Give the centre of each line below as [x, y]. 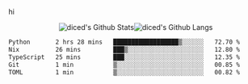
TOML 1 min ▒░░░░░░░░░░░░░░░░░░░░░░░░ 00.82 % [124, 72]
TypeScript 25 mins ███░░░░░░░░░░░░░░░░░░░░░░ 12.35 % [124, 57]
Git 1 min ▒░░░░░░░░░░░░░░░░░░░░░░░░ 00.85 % [124, 65]
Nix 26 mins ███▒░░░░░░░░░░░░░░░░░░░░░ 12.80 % [124, 49]
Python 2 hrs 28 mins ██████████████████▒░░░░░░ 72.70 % [124, 42]
